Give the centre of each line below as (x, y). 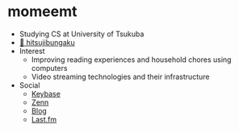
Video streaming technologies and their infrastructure (120, 76)
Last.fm (44, 119)
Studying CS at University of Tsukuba (82, 34)
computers (49, 68)
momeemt (42, 12)
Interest (32, 51)
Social (29, 85)
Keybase (46, 93)
